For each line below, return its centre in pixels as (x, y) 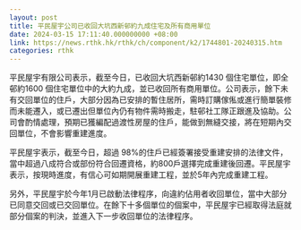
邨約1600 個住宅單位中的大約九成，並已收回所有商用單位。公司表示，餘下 (145, 89)
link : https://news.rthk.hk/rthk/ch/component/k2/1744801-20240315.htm (146, 43)
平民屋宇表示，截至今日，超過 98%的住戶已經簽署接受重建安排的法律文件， (149, 152)
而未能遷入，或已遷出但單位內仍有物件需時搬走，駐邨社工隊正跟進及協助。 (146, 111)
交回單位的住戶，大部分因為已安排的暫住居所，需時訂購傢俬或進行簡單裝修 (154, 100)
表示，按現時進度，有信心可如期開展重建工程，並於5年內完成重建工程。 (141, 175)
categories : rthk (42, 51)
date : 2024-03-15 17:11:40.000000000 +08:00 (94, 34)
